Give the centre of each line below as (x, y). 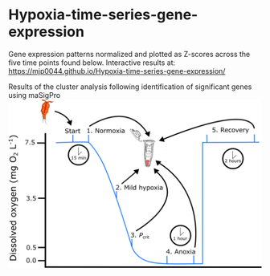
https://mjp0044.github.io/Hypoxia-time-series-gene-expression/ (117, 71)
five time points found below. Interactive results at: (92, 63)
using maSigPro (35, 95)
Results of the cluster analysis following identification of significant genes (130, 87)
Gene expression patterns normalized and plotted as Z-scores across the (129, 54)
